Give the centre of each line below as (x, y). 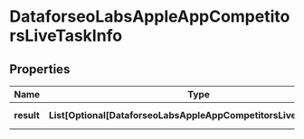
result (27, 115)
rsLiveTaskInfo (66, 36)
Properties (40, 69)
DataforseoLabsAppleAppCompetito (150, 17)
